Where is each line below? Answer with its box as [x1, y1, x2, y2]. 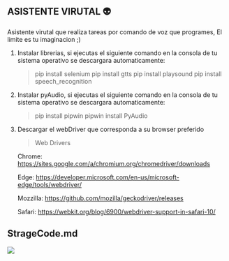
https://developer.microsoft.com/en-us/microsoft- [36, 173, 179, 181]
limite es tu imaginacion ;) [7, 35, 82, 43]
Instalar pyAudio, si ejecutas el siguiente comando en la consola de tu [17, 90, 219, 99]
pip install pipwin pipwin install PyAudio [34, 111, 148, 120]
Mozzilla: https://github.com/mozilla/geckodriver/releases [17, 194, 184, 202]
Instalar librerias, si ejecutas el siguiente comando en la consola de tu [17, 48, 218, 57]
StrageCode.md [7, 228, 78, 239]
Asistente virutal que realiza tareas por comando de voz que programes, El [7, 27, 222, 36]
